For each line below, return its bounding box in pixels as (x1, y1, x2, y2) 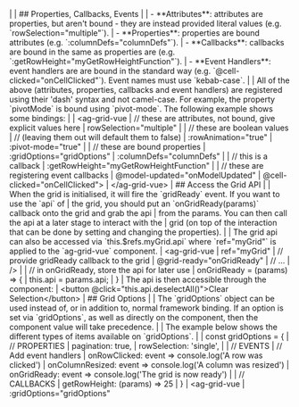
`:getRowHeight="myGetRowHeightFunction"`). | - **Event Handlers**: (9, 56, 271, 66)
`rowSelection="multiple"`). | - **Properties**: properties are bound (9, 28, 261, 38)
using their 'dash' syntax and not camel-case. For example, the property (9, 94, 275, 104)
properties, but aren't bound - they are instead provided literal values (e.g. (9, 18, 282, 29)
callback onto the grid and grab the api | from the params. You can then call (9, 208, 287, 218)
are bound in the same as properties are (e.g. (9, 46, 176, 57)
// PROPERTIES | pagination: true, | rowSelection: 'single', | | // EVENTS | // (9, 341, 283, 351)
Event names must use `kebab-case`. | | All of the (108, 75, 290, 86)
